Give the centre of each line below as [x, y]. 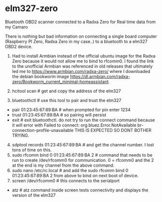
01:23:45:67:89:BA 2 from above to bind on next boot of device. [75, 175]
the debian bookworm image [40, 76]
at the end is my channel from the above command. [63, 165]
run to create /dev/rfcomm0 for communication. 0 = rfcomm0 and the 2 [83, 160]
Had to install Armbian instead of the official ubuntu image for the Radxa [84, 56]
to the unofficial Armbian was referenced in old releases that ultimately [82, 66]
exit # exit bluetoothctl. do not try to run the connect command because [83, 120]
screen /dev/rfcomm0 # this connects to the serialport [66, 180]
